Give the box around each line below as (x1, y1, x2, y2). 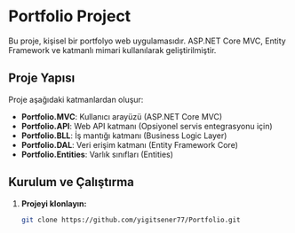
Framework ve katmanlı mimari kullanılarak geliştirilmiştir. (8, 44, 217, 55)
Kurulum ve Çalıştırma (8, 175, 135, 190)
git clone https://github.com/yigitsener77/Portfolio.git (20, 215, 241, 224)
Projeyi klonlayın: (20, 198, 87, 209)
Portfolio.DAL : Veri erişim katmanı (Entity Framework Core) (20, 139, 239, 150)
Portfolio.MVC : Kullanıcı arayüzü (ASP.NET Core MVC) (20, 111, 223, 121)
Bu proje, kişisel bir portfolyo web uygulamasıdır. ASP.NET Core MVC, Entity (8, 35, 286, 46)
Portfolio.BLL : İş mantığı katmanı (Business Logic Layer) (20, 130, 227, 141)
